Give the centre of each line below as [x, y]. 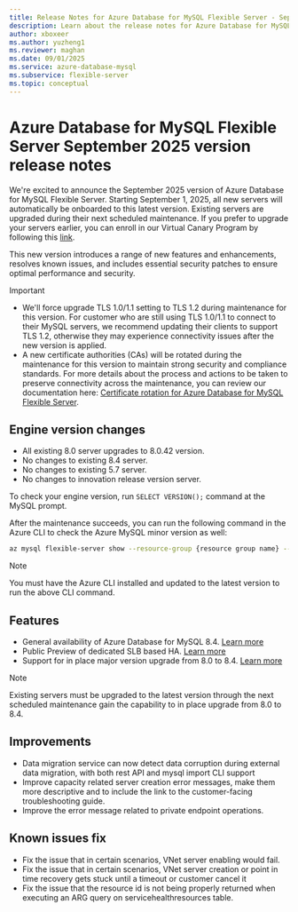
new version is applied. [64, 345]
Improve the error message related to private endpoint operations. [143, 810]
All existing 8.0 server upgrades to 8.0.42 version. [113, 451]
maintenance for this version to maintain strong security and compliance [154, 364]
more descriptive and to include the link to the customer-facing [137, 791]
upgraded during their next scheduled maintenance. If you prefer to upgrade [149, 218]
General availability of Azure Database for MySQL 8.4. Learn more [143, 642]
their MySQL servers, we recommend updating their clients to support [150, 326]
